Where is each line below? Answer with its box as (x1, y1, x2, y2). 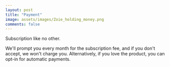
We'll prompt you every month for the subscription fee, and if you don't (5, 45, 155, 51)
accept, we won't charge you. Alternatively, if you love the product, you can (5, 51, 165, 57)
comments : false (5, 21, 40, 27)
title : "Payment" (5, 12, 42, 17)
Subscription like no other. (5, 36, 60, 42)
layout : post (5, 7, 33, 13)
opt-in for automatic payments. (5, 56, 71, 62)
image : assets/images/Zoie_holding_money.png (5, 17, 104, 22)
